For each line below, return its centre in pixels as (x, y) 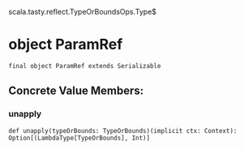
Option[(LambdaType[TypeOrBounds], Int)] (79, 138)
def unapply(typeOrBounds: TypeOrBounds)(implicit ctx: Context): (123, 131)
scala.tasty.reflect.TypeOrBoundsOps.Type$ (82, 12)
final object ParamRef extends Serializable (85, 66)
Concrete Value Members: (76, 91)
